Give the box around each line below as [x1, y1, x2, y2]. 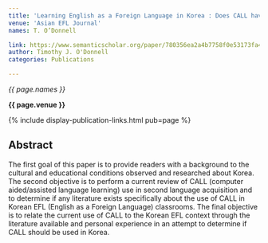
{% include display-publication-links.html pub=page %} [8, 116, 191, 124]
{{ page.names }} [8, 84, 66, 94]
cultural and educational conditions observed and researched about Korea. [8, 168, 255, 178]
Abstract [8, 139, 53, 152]
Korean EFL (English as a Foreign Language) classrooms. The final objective [8, 202, 258, 211]
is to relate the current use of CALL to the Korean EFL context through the [8, 210, 250, 220]
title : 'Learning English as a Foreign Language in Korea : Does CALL [8, 11, 248, 20]
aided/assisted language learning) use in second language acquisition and [8, 185, 253, 194]
